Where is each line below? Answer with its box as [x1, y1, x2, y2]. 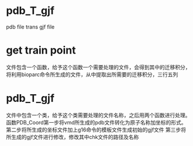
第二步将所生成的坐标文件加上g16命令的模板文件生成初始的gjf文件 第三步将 [6, 126, 187, 133]
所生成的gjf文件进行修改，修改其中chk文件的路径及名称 [6, 133, 139, 140]
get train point [6, 44, 76, 57]
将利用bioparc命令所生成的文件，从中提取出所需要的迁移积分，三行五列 [6, 71, 178, 78]
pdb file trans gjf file [6, 23, 55, 30]
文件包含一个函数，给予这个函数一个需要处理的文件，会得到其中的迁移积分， [6, 63, 191, 70]
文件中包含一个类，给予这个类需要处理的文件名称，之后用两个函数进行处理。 [6, 112, 191, 119]
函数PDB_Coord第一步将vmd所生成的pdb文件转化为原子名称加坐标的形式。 [6, 119, 187, 126]
